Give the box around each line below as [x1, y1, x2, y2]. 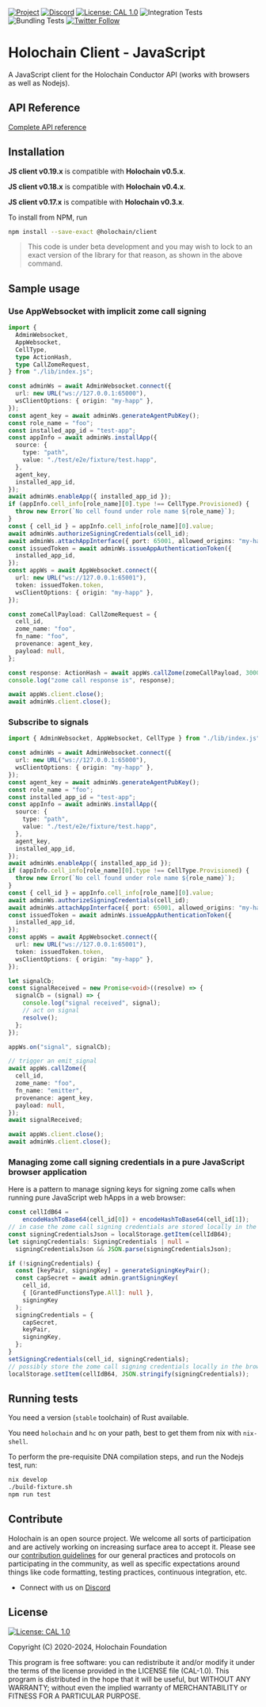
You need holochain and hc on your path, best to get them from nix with [8, 1428, 241, 1438]
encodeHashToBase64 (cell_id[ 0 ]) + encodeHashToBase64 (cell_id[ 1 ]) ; [22, 1215, 249, 1224]
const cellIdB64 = [8, 1208, 69, 1216]
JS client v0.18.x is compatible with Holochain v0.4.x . [8, 182, 186, 191]
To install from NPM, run [8, 212, 88, 222]
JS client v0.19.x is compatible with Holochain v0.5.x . [8, 166, 186, 176]
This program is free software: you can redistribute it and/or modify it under [8, 1657, 255, 1667]
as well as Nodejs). [8, 78, 70, 87]
